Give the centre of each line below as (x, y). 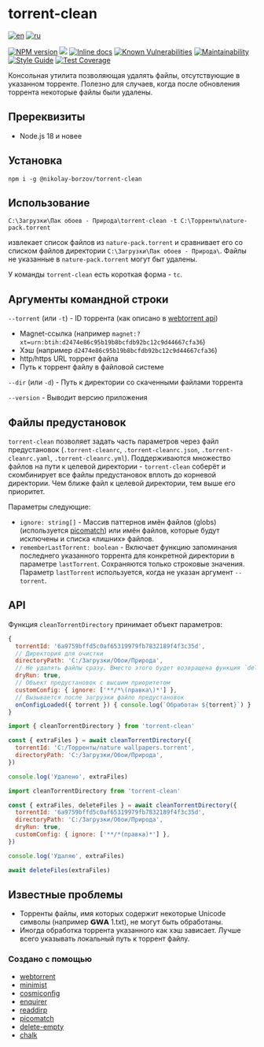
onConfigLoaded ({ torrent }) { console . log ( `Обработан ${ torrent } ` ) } (133, 705)
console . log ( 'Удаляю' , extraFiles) (66, 856)
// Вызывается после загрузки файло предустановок (100, 697)
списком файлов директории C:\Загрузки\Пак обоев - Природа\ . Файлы (128, 251)
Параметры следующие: (49, 507)
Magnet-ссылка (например (65, 334)
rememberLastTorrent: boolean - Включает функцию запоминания (128, 547)
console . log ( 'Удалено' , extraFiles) (68, 777)
